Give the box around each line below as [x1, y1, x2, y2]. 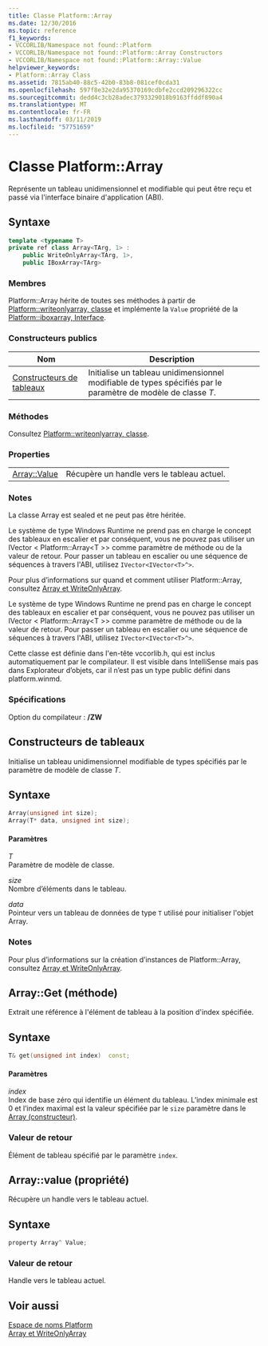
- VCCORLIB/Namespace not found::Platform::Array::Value [8, 57, 202, 65]
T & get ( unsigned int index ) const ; [8, 1051, 130, 1060]
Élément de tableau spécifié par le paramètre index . [8, 1150, 178, 1160]
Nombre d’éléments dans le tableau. [8, 884, 127, 894]
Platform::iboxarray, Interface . [8, 313, 106, 323]
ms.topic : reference [8, 26, 77, 34]
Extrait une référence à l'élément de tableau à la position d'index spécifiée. [8, 1008, 254, 1017]
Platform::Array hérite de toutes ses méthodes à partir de [8, 296, 196, 306]
